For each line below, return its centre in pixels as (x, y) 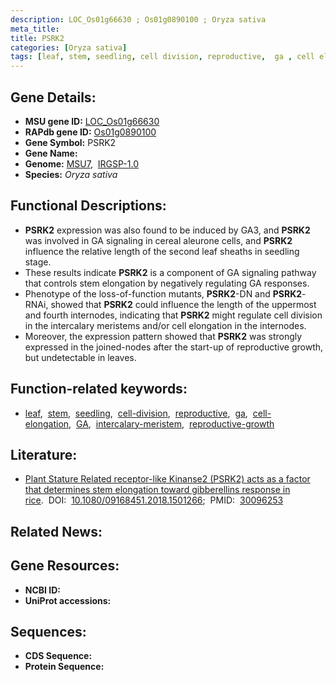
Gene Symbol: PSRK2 (70, 142)
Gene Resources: (65, 566)
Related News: (56, 531)
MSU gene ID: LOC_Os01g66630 (92, 121)
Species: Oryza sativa (71, 174)
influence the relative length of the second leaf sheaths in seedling (162, 251)
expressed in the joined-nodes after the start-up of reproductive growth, (174, 347)
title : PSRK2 (37, 38)
